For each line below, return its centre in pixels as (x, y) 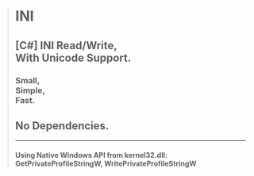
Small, (27, 80)
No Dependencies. (62, 126)
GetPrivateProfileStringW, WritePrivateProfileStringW (106, 163)
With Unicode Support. (73, 57)
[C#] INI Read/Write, (66, 46)
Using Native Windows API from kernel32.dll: (91, 155)
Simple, (30, 90)
